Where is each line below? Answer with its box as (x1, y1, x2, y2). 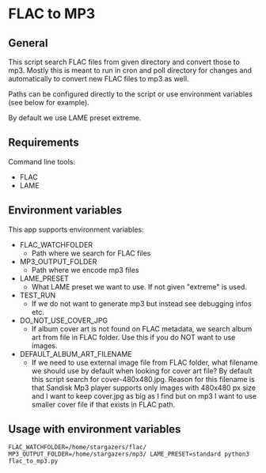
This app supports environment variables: (8, 225, 144, 234)
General (8, 36, 49, 50)
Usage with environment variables (8, 422, 181, 436)
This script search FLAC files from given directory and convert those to (8, 57, 240, 66)
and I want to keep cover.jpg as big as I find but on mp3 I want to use (31, 391, 257, 400)
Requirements (8, 136, 79, 149)
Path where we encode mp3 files (31, 265, 139, 274)
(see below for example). (8, 98, 89, 107)
